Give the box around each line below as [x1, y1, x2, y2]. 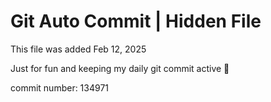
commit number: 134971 [10, 81, 110, 94]
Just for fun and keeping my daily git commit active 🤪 [10, 62, 230, 74]
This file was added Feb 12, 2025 [10, 43, 147, 55]
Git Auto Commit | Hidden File [10, 10, 262, 33]
